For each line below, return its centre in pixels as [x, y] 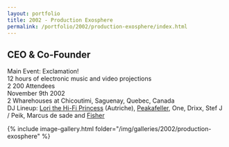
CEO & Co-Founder [49, 54]
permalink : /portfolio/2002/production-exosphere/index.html [97, 26]
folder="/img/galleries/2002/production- [153, 129]
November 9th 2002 [36, 94]
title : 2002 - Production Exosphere [60, 20]
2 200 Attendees [31, 86]
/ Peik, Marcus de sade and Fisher [56, 116]
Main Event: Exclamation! [43, 71]
